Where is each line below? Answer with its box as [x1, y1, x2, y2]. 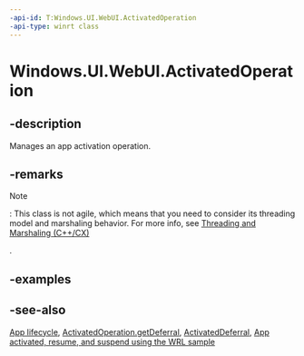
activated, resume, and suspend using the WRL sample [9, 336, 216, 347]
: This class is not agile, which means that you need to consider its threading [9, 208, 296, 219]
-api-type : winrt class [9, 22, 100, 31]
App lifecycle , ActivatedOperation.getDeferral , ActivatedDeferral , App [9, 326, 270, 337]
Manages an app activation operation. [9, 140, 152, 151]
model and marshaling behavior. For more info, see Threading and [9, 218, 257, 229]
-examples [9, 272, 72, 287]
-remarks [9, 166, 64, 182]
